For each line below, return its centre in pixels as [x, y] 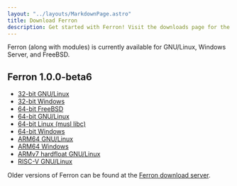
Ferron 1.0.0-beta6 [50, 77]
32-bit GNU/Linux [43, 94]
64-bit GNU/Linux [43, 117]
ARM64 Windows [43, 146]
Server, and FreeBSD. [39, 54]
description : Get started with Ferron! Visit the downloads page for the [119, 27]
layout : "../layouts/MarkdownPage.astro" [70, 14]
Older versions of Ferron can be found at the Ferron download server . [109, 175]
